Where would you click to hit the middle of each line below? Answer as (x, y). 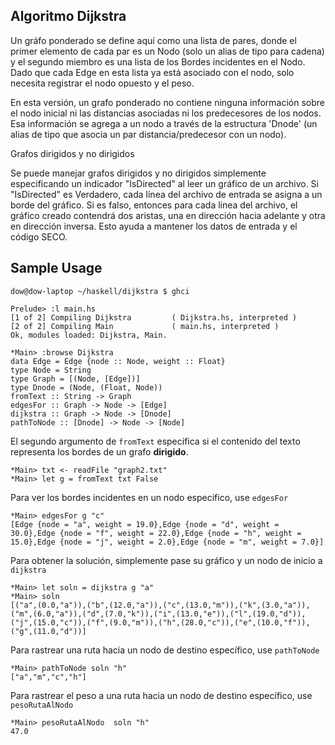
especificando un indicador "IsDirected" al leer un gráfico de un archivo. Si (164, 183)
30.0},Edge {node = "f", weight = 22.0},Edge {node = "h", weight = (156, 533)
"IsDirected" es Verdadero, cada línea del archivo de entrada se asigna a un (166, 194)
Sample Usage (56, 268)
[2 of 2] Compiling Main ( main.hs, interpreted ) (145, 326)
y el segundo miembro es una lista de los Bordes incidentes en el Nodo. (158, 61)
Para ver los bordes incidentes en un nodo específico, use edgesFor (149, 497)
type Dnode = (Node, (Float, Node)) (86, 387)
